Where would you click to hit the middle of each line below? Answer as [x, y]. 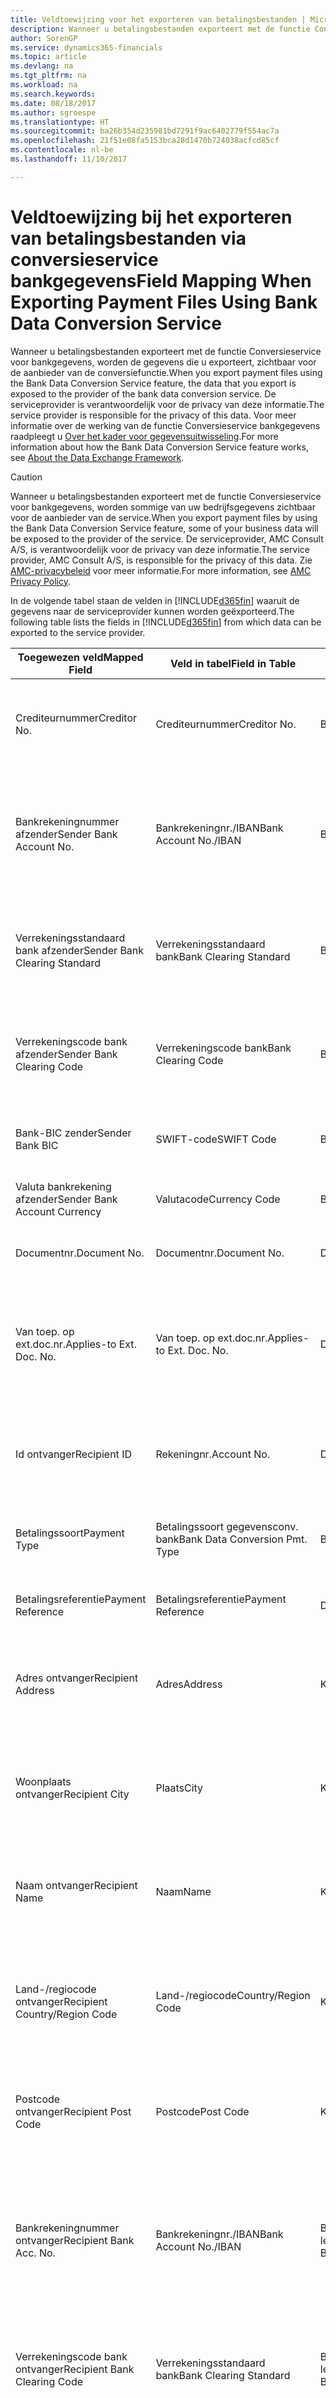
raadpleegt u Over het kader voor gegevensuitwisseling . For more [144, 436]
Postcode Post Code [202, 2111]
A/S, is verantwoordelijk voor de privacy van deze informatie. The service [160, 549]
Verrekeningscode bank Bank [223, 1048]
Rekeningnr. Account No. [213, 1454]
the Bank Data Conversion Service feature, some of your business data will [164, 528]
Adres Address [189, 1684]
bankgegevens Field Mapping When [161, 280]
